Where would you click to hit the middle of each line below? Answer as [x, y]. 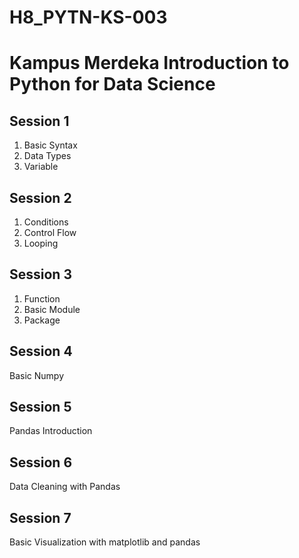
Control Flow [50, 232]
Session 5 [40, 407]
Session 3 [40, 274]
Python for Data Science [112, 84]
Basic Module [52, 309]
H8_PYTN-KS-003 [88, 17]
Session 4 [41, 351]
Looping [41, 243]
